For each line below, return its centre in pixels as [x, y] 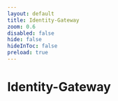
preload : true [28, 53]
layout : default [31, 14]
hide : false [24, 40]
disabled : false [31, 33]
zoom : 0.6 [22, 26]
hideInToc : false [32, 46]
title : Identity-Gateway [43, 20]
